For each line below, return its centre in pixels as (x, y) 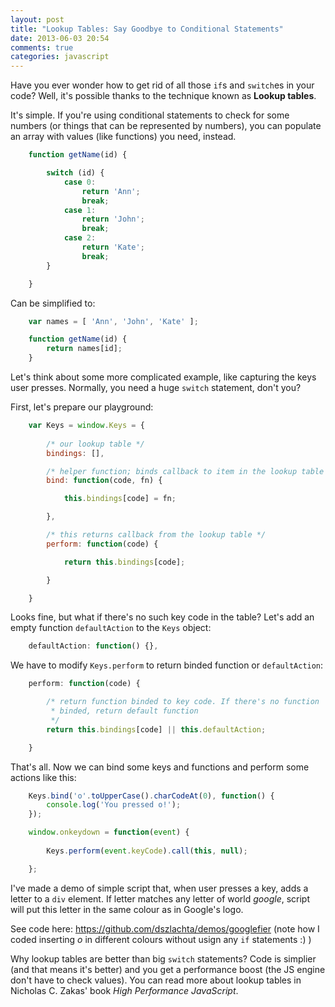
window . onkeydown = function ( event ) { (109, 832)
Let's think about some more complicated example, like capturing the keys (163, 377)
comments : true (42, 47)
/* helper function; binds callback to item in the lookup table (185, 471)
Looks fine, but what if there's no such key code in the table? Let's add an (162, 617)
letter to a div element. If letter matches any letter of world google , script (160, 898)
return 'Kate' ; (113, 247)
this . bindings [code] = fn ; (120, 499)
